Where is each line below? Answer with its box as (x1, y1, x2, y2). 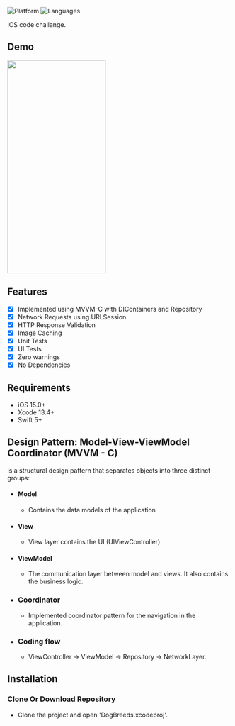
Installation (7, 673, 58, 685)
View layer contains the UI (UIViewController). (28, 538, 163, 546)
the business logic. (28, 577, 84, 585)
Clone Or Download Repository (7, 694, 116, 704)
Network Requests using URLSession (17, 312, 127, 321)
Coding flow (17, 636, 61, 646)
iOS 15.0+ (17, 400, 46, 409)
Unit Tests (17, 336, 47, 345)
